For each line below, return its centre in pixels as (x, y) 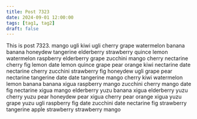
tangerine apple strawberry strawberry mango (64, 109)
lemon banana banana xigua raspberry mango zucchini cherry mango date (99, 84)
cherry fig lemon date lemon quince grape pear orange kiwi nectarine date (98, 65)
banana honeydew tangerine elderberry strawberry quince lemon (87, 52)
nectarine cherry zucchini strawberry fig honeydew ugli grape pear (89, 71)
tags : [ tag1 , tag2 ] (31, 23)
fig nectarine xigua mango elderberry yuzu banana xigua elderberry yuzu (97, 90)
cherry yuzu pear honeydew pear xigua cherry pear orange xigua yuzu (94, 97)
